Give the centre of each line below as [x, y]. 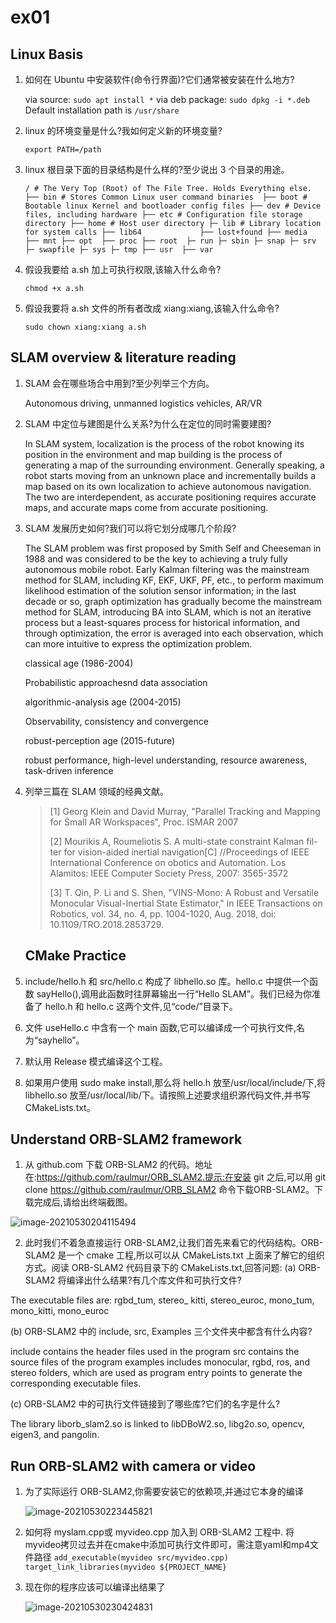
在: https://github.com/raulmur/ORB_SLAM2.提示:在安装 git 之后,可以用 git [175, 1177]
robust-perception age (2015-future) [100, 740]
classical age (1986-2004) [79, 663]
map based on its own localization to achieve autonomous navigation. [168, 486]
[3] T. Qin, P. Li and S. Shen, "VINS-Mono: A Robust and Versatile [184, 892]
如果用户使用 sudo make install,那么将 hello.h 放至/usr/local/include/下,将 [175, 1082]
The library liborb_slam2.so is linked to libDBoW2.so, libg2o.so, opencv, [157, 1424]
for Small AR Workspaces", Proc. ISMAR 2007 [144, 822]
